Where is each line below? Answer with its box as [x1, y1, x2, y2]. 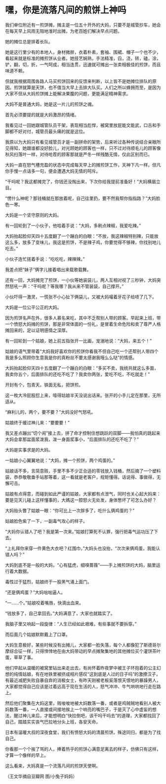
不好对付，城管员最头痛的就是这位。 [13, 128, 87, 134]
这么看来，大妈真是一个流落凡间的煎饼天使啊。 [5, 763, 100, 769]
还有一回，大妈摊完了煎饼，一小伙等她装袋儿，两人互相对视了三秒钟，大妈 [5, 277, 157, 283]
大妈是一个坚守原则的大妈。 [5, 212, 62, 218]
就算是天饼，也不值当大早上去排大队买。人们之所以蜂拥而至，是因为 [22, 84, 161, 90]
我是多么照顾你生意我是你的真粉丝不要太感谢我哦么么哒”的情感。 [5, 354, 137, 360]
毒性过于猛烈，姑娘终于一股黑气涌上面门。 [5, 578, 92, 585]
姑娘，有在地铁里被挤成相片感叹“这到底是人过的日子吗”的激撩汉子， [22, 671, 161, 677]
